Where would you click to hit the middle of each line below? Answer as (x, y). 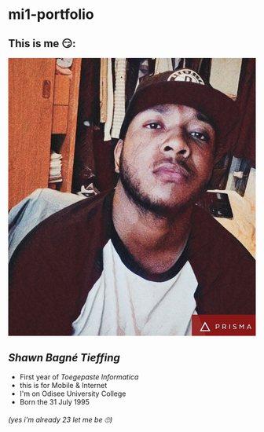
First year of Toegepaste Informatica (79, 377)
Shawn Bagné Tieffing (64, 358)
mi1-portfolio (51, 15)
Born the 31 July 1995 (55, 401)
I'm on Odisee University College (73, 394)
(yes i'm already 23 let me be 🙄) (60, 420)
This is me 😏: (42, 44)
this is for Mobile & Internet (63, 385)
